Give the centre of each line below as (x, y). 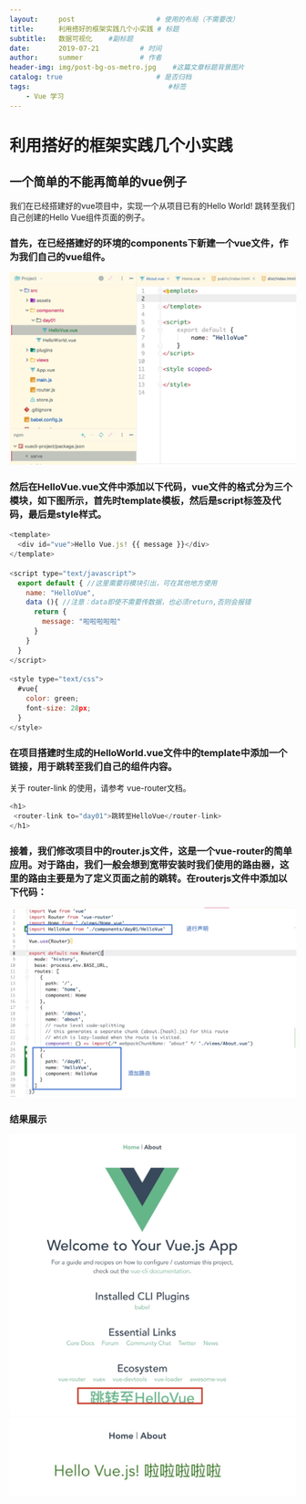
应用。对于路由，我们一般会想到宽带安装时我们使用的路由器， (145, 865)
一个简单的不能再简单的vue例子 (98, 182)
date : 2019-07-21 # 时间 (86, 48)
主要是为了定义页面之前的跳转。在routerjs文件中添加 (163, 878)
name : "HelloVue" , (61, 593)
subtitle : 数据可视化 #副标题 (71, 38)
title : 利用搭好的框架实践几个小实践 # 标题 (94, 29)
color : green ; (52, 699)
